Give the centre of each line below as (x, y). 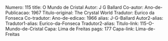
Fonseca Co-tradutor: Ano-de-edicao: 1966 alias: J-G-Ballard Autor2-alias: (85, 18)
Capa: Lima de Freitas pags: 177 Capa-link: (89, 29)
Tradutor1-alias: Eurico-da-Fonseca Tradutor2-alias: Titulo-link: (72, 23)
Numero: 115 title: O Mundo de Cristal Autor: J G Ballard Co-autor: (74, 7)
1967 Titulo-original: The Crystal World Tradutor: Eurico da (93, 13)
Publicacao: (18, 13)
